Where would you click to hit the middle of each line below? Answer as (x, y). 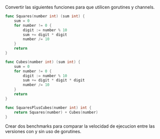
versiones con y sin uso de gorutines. (43, 132)
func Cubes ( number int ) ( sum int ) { (43, 62)
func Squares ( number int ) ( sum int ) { (45, 16)
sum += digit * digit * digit (54, 80)
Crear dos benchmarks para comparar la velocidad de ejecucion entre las (80, 126)
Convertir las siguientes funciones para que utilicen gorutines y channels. (80, 7)
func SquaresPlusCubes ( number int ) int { (48, 108)
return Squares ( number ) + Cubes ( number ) (56, 112)
